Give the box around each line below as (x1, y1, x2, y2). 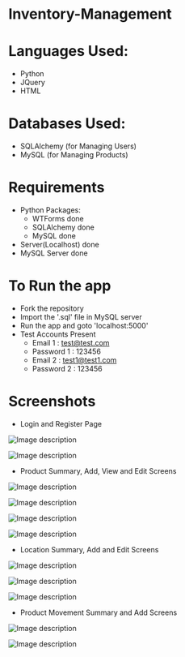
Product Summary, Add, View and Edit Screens (19, 466, 177, 475)
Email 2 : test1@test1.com (32, 354, 117, 365)
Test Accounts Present (19, 329, 96, 339)
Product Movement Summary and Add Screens (19, 608, 178, 617)
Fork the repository (19, 303, 85, 313)
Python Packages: (19, 205, 81, 215)
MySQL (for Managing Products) (19, 150, 128, 160)
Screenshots (8, 393, 96, 410)
